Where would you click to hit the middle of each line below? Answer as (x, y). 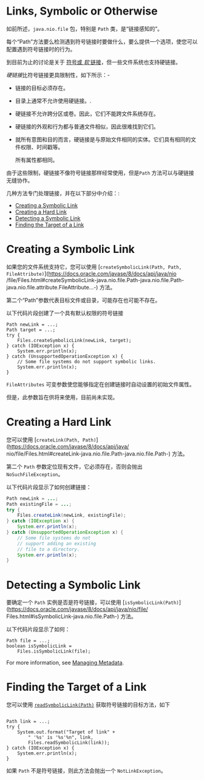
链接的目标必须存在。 (42, 88)
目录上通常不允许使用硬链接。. (53, 101)
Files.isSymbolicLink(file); (54, 651)
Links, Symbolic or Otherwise (82, 11)
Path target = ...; (31, 330)
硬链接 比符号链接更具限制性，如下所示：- (58, 75)
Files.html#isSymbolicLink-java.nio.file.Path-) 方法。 (71, 616)
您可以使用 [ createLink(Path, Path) (51, 439)
